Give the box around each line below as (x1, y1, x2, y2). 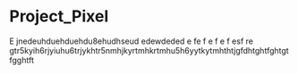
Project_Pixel (9, 6, 109, 27)
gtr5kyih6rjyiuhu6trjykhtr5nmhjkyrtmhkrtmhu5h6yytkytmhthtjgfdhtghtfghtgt (9, 45, 289, 55)
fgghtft (9, 54, 34, 65)
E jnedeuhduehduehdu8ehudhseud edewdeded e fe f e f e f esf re (9, 36, 253, 46)
